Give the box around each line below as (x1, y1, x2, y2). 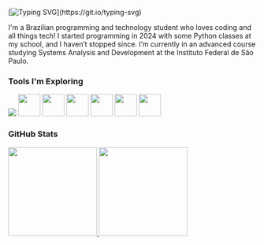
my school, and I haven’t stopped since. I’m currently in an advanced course (8, 39, 256, 49)
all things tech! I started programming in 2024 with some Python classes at (8, 32, 251, 40)
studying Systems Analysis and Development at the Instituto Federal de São (8, 48, 254, 57)
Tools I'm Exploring (8, 76, 84, 87)
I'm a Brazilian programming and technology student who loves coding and (8, 23, 252, 32)
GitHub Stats (8, 128, 58, 139)
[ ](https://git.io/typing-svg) (8, 8, 142, 17)
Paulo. (8, 56, 29, 65)
